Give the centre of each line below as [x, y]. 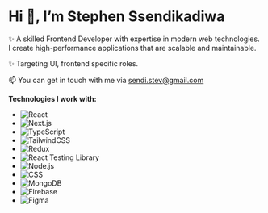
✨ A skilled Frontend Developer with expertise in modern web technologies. [134, 39]
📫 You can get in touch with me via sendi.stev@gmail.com [106, 80]
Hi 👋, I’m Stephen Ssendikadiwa [117, 17]
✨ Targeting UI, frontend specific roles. [73, 63]
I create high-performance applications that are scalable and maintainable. [132, 48]
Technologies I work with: [52, 98]
